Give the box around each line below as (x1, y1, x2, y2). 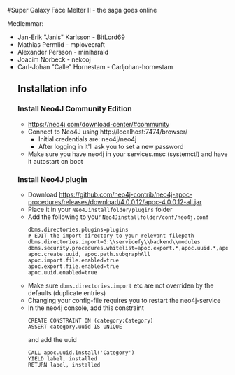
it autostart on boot (27, 157, 83, 165)
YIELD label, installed (27, 355, 98, 362)
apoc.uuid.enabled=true (27, 269, 98, 276)
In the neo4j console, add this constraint (27, 304, 145, 312)
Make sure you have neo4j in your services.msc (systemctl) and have (27, 150, 228, 158)
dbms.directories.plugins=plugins (27, 226, 129, 233)
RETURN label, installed (27, 361, 101, 368)
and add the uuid (27, 335, 77, 344)
